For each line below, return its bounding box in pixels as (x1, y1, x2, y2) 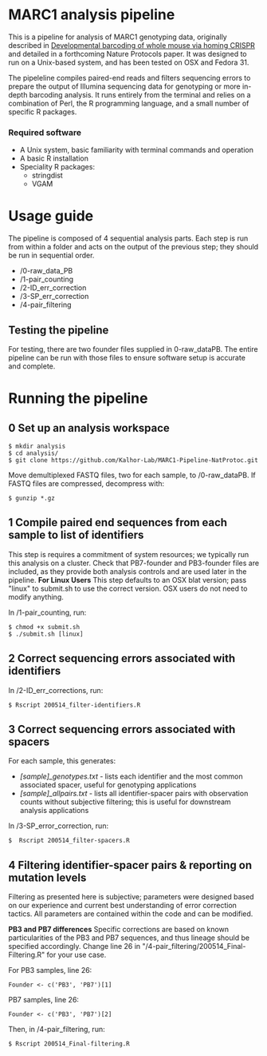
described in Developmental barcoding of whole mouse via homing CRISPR (8, 40, 255, 50)
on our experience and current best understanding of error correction (8, 901, 238, 911)
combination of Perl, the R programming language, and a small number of (8, 98, 249, 108)
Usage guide (8, 207, 94, 225)
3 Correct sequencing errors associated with (8, 723, 236, 736)
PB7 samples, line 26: (8, 995, 80, 1005)
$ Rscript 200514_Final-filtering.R (8, 1040, 130, 1048)
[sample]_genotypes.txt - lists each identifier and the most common (19, 771, 243, 781)
